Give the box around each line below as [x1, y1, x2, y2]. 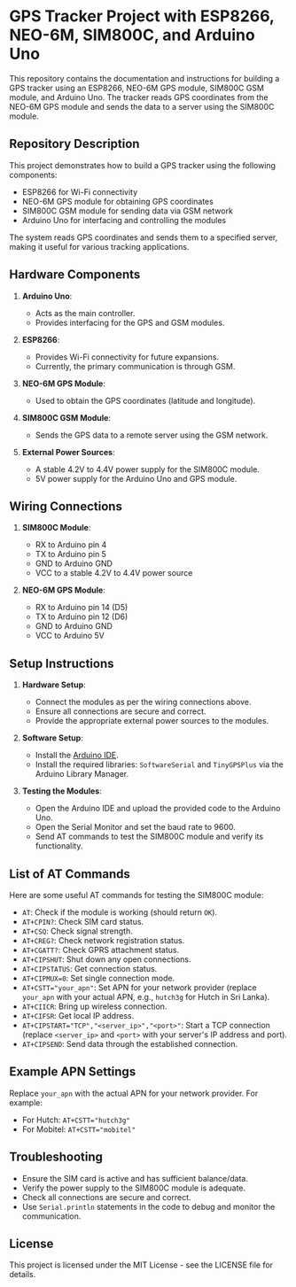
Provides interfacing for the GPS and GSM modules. [35, 317, 225, 328]
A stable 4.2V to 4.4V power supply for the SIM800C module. [35, 463, 260, 475]
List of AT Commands [9, 866, 131, 881]
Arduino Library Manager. [35, 769, 129, 779]
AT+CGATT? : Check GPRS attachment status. [21, 945, 180, 955]
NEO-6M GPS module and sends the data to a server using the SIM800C [9, 101, 275, 112]
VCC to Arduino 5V [35, 631, 105, 641]
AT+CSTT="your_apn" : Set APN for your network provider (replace [21, 982, 257, 993]
